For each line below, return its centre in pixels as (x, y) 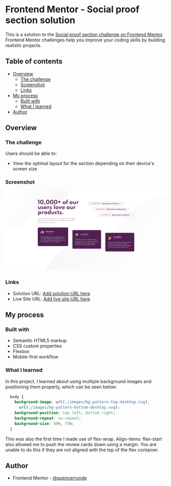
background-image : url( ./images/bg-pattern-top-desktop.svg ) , (82, 402)
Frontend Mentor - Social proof (72, 9)
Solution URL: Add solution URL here (51, 293)
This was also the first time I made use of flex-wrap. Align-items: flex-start (84, 439)
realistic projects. (24, 45)
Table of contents (34, 62)
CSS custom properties (37, 346)
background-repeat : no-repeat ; (48, 418)
